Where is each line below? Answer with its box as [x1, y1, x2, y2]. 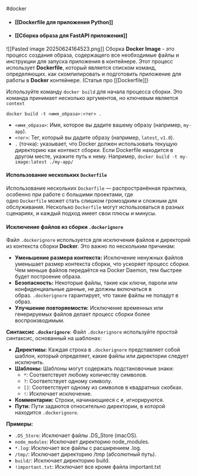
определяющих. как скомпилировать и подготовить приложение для [6, 70, 182, 77]
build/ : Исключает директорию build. [14, 457, 110, 464]
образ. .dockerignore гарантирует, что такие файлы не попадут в [14, 292, 179, 299]
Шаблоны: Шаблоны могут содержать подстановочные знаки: [14, 365, 175, 372]
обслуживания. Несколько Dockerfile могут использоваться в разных [6, 203, 185, 211]
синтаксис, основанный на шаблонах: [6, 335, 102, 342]
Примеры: [6, 420, 34, 428]
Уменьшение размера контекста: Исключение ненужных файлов [14, 254, 183, 261]
